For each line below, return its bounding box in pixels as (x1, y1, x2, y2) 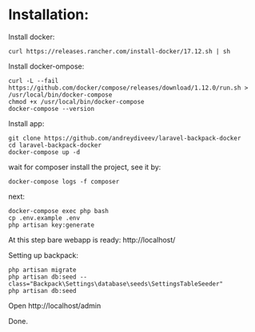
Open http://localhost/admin (8, 301, 102, 310)
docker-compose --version (8, 105, 94, 113)
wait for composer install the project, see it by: (8, 162, 161, 172)
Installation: (8, 6, 90, 24)
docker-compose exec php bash (8, 207, 110, 215)
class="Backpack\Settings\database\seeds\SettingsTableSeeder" (8, 279, 224, 288)
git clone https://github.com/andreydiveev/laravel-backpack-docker (8, 134, 241, 142)
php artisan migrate (8, 266, 78, 274)
